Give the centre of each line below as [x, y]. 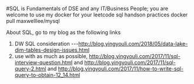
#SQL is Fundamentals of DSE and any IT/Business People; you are [87, 9]
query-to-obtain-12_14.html [47, 75]
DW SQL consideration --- [46, 44]
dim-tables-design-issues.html [52, 50]
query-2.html [30, 69]
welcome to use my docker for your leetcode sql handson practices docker [97, 15]
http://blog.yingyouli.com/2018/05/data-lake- [133, 44]
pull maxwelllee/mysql [33, 21]
